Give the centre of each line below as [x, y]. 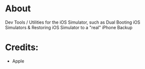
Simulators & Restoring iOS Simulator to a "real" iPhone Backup [69, 27]
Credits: [22, 48]
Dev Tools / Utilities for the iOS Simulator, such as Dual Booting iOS [73, 22]
